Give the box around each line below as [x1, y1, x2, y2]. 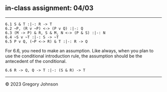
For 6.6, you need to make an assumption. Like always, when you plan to [5, 47, 154, 53]
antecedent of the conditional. [5, 58, 67, 64]
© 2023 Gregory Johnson [5, 81, 59, 87]
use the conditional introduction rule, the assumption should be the [5, 53, 143, 59]
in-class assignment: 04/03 [5, 4, 93, 12]
